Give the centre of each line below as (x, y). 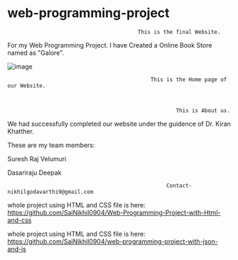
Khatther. (21, 131)
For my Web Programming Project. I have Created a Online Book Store (110, 45)
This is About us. (203, 110)
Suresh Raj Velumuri (37, 158)
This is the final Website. (179, 32)
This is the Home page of (189, 80)
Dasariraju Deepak (34, 173)
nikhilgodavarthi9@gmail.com (50, 192)
